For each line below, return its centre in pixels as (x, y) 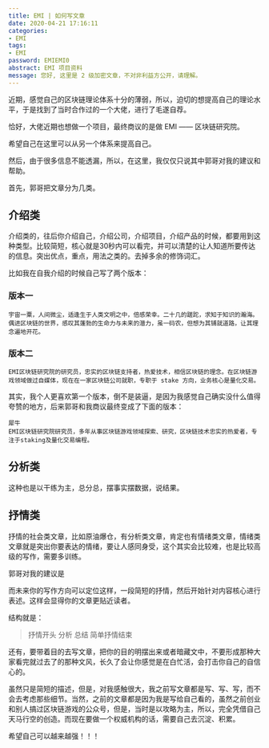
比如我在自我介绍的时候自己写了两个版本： (78, 273)
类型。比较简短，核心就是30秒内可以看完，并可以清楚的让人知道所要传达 (135, 246)
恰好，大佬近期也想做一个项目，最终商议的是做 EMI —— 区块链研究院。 (126, 126)
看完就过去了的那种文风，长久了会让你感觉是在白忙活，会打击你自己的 (130, 661)
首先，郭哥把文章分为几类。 (54, 187)
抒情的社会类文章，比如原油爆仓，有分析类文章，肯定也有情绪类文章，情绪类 (134, 536)
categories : (28, 30)
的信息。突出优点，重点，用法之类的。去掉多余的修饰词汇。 (106, 256)
